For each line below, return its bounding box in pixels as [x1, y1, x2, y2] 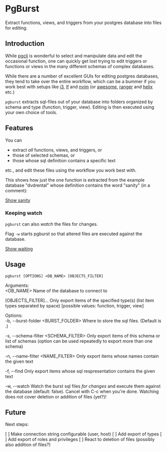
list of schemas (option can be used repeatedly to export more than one [5, 338, 153, 344]
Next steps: [5, 421, 29, 427]
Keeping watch [5, 210, 42, 217]
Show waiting [5, 246, 33, 252]
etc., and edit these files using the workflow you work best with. [5, 167, 137, 173]
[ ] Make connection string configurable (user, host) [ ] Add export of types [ [5, 431, 162, 437]
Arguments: [5, 282, 29, 288]
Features [5, 124, 33, 133]
